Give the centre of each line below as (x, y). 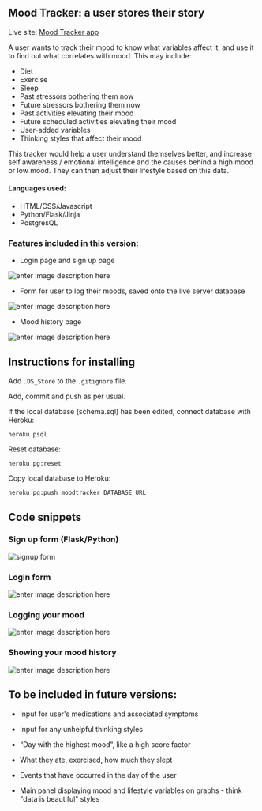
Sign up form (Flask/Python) (64, 539)
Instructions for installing (72, 362)
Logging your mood (47, 615)
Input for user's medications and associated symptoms (109, 714)
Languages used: (37, 188)
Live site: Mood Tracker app (54, 32)
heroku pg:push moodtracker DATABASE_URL (77, 493)
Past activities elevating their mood (77, 113)
